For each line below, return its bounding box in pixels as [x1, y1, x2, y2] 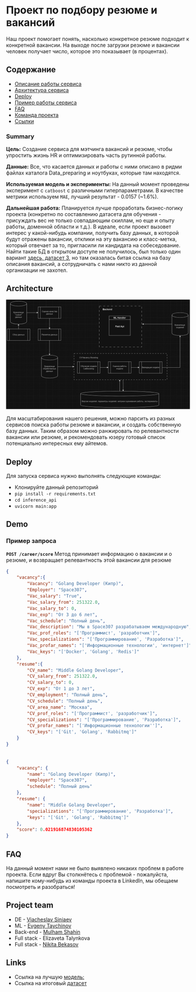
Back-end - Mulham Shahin [14, 928, 80, 935]
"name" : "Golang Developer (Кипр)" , [27, 771, 116, 777]
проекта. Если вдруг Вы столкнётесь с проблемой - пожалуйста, [6, 871, 169, 878]
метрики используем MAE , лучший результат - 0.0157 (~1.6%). [6, 193, 159, 200]
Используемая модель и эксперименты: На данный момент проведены [6, 181, 190, 188]
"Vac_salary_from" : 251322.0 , [27, 599, 100, 605]
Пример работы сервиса [14, 99, 77, 106]
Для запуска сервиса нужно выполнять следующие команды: [6, 472, 162, 479]
